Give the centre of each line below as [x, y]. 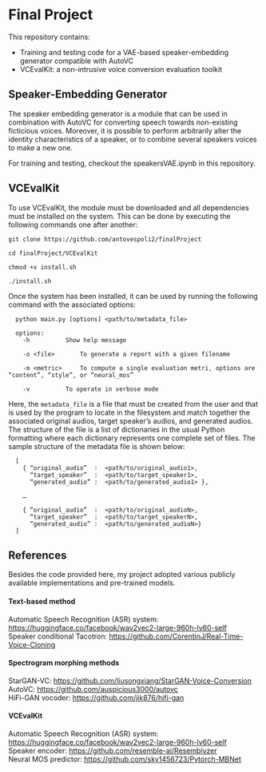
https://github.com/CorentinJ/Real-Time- [176, 636]
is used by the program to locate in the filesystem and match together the [129, 412]
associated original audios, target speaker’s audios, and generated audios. [131, 420]
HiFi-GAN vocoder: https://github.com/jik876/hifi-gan [96, 698]
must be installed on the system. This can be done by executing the [119, 216]
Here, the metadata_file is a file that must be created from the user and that [133, 404]
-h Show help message [75, 340]
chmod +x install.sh [43, 267]
